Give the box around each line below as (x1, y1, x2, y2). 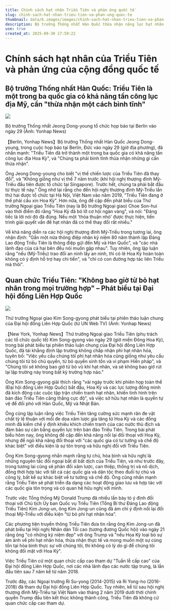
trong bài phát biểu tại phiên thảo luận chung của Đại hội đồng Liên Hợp (5, 342, 155, 348)
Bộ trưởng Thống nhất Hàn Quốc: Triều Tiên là (5, 84, 153, 93)
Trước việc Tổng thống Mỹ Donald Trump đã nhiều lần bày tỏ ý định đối (5, 495, 154, 501)
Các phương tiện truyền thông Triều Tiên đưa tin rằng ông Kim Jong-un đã (5, 521, 160, 527)
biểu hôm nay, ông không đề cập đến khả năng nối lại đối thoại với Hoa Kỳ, (5, 432, 161, 438)
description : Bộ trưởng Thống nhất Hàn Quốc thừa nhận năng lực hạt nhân (5, 21, 164, 27)
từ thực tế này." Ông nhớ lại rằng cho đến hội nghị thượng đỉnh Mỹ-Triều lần (5, 187, 163, 193)
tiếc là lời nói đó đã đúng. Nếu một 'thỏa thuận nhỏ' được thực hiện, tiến (5, 214, 155, 220)
